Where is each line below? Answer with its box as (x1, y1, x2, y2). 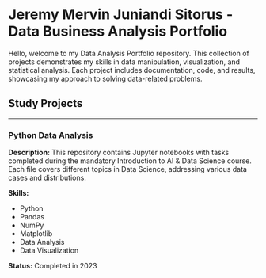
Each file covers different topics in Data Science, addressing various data (8, 165, 248, 174)
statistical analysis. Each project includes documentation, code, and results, (8, 65, 256, 74)
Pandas (19, 212, 45, 222)
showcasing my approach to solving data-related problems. (8, 74, 203, 83)
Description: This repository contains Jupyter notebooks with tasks (8, 148, 230, 158)
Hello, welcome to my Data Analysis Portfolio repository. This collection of (8, 48, 249, 58)
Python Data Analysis (8, 129, 93, 140)
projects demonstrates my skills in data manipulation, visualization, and (8, 57, 240, 67)
